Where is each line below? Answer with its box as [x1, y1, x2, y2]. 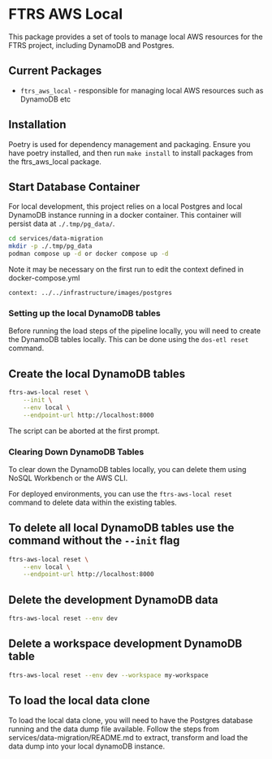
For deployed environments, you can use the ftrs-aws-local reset [8, 488, 233, 498]
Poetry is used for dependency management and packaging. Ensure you [8, 139, 251, 149]
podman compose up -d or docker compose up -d [8, 249, 169, 258]
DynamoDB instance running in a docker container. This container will [8, 210, 242, 220]
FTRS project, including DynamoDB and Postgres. [8, 40, 175, 50]
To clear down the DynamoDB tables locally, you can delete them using [8, 464, 247, 474]
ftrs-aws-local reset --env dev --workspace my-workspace [8, 671, 209, 679]
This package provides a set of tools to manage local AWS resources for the [8, 32, 263, 41]
